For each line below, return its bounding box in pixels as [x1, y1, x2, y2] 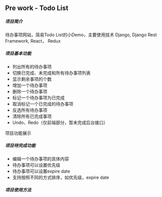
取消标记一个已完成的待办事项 [12, 101, 73, 107]
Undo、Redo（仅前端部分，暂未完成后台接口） [12, 120, 108, 126]
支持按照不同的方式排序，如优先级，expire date [12, 175, 109, 181]
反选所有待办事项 [12, 107, 48, 113]
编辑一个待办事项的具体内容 [12, 156, 69, 162]
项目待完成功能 [5, 142, 36, 148]
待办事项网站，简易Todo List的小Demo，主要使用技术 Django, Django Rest [5, 32, 157, 38]
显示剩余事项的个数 [12, 76, 52, 82]
